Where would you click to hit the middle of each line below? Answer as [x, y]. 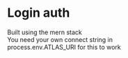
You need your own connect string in [60, 39]
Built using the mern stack [45, 32]
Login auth [39, 13]
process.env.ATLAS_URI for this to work [64, 47]
